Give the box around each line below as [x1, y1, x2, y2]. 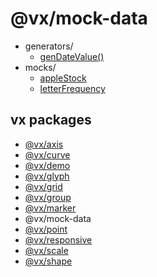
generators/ [24, 40, 74, 52]
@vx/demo [24, 159, 71, 171]
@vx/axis [24, 138, 64, 150]
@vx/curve [24, 148, 71, 161]
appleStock [39, 72, 87, 84]
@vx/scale [24, 244, 69, 256]
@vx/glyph [24, 170, 70, 182]
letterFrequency [39, 82, 106, 94]
